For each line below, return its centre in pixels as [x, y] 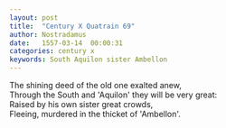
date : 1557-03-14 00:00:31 [66, 43]
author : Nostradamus [48, 34]
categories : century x [52, 51]
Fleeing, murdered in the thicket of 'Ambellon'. [95, 114]
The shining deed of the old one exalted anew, [96, 85]
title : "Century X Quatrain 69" [72, 26]
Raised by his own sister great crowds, [81, 104]
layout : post [34, 18]
